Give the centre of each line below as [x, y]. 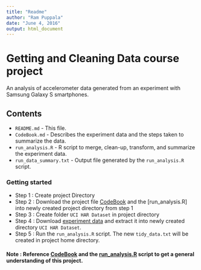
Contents [24, 113]
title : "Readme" [27, 12]
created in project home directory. [57, 240]
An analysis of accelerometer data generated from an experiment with [94, 88]
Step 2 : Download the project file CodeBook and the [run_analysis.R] [101, 202]
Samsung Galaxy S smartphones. [48, 95]
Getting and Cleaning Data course [93, 59]
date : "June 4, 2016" [33, 23]
